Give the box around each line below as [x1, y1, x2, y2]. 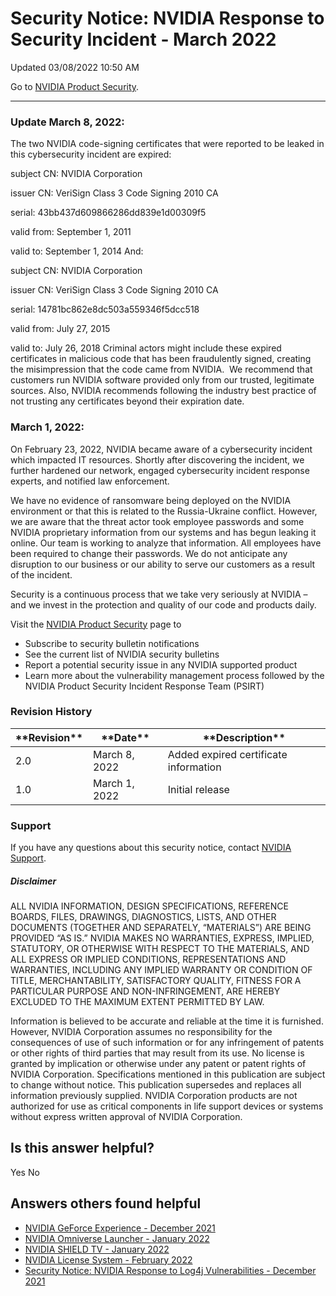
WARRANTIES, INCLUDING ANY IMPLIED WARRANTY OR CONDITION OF [10, 964, 313, 976]
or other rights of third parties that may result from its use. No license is [10, 1047, 305, 1059]
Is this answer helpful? [10, 1140, 155, 1157]
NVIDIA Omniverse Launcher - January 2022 [24, 1232, 210, 1244]
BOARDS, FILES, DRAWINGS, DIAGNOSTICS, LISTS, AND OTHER [10, 911, 277, 923]
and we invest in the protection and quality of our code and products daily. [10, 598, 317, 611]
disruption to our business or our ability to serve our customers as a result [10, 558, 316, 570]
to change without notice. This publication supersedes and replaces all [10, 1079, 302, 1091]
